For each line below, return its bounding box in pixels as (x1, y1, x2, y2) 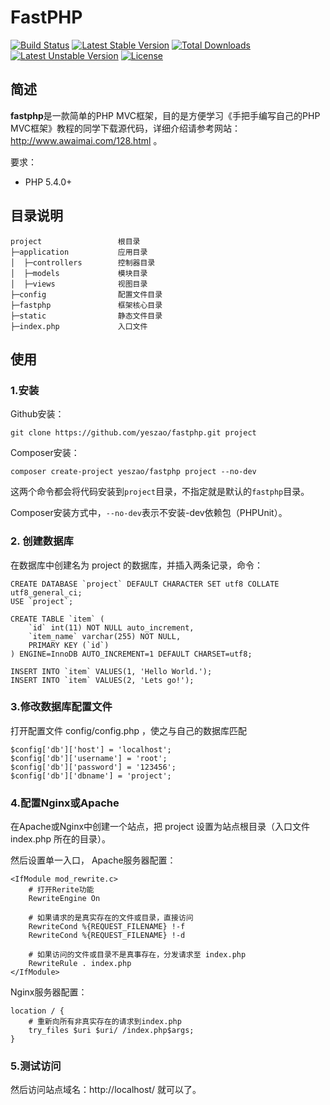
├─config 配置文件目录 (10, 289, 163, 300)
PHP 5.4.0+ (24, 176, 73, 188)
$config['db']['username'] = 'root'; (10, 753, 168, 763)
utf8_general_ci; (10, 587, 83, 598)
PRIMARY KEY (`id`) (28, 640, 110, 650)
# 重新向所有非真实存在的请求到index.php (28, 1017, 182, 1027)
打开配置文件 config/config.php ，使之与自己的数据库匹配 (10, 724, 248, 736)
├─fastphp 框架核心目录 (10, 300, 163, 310)
